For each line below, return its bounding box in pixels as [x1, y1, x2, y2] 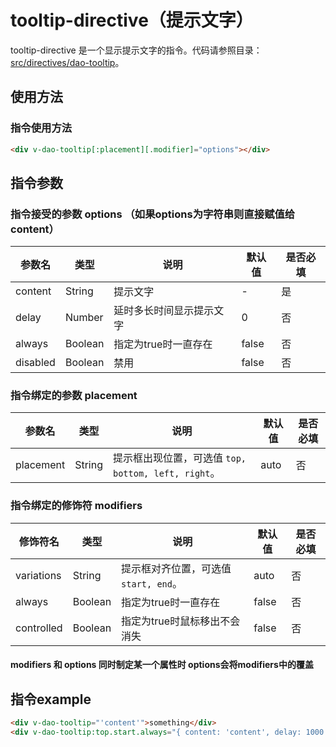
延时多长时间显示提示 [113, 304, 215, 318]
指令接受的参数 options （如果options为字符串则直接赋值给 [10, 207, 296, 221]
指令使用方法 [10, 121, 73, 135]
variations [15, 568, 62, 582]
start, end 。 [121, 576, 183, 590]
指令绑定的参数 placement [10, 389, 138, 403]
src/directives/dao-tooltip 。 [10, 56, 125, 68]
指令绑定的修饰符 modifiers [10, 499, 143, 513]
